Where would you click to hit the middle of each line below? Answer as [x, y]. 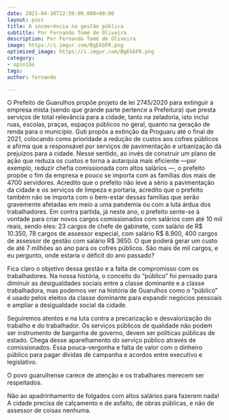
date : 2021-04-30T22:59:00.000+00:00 [61, 13]
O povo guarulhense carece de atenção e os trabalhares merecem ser [106, 375]
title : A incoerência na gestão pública [66, 26]
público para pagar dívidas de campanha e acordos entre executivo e [105, 355]
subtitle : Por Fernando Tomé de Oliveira [67, 33]
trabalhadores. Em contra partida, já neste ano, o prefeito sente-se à [104, 212]
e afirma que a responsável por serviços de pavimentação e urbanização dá [114, 146]
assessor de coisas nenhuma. [49, 410]
